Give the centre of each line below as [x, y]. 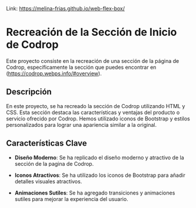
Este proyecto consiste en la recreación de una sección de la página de [93, 61]
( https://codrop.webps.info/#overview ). [54, 73]
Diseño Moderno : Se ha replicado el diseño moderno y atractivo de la [99, 157]
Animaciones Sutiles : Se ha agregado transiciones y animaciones [95, 193]
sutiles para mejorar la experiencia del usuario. [71, 199]
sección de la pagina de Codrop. [54, 163]
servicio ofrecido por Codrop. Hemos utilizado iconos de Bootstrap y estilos [98, 118]
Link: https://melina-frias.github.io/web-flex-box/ [66, 9]
